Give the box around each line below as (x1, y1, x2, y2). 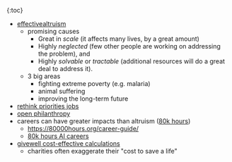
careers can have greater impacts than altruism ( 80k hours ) (16, 117, 191, 125)
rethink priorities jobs (16, 102, 79, 110)
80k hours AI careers (27, 132, 89, 140)
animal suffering (37, 87, 86, 95)
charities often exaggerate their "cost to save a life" (27, 147, 178, 155)
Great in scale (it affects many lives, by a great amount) (37, 35, 199, 43)
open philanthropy (16, 109, 71, 118)
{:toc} (6, 6, 23, 14)
